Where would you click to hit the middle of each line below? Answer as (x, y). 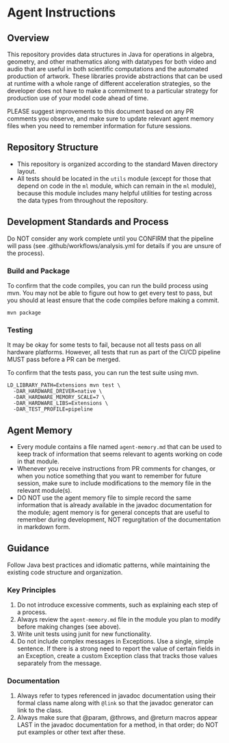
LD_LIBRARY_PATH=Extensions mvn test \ (64, 385)
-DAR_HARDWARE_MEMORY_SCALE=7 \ (59, 398)
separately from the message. (59, 663)
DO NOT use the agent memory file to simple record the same (104, 498)
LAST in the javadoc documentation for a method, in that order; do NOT (118, 725)
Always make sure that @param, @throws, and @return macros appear (117, 718)
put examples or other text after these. (71, 732)
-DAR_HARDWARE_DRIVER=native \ (58, 391)
